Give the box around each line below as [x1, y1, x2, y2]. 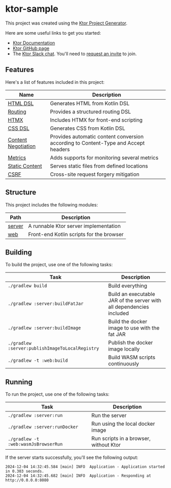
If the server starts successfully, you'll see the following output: [5, 454, 138, 460]
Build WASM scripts [108, 354, 156, 361]
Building [5, 248, 32, 257]
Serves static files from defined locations [50, 162, 149, 169]
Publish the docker [108, 339, 153, 346]
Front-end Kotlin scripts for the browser [28, 230, 124, 238]
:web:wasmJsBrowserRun [8, 441, 63, 447]
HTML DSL [8, 100, 34, 107]
